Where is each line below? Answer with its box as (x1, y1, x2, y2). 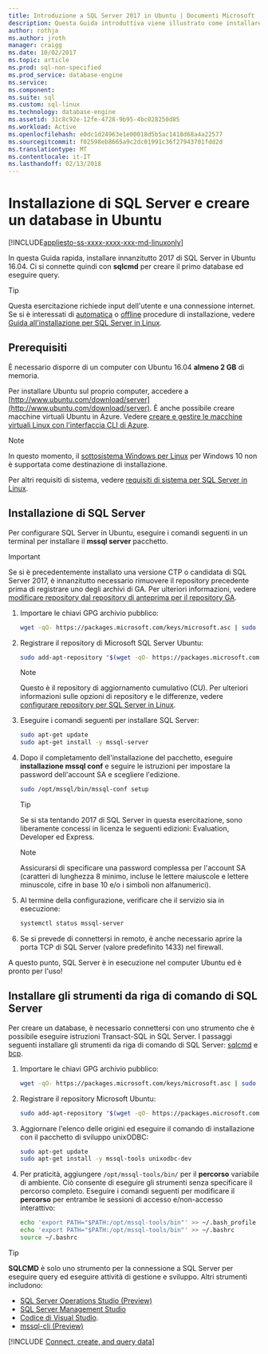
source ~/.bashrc (19, 1234, 78, 1241)
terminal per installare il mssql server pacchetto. (8, 536, 169, 546)
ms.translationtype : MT (8, 145, 88, 153)
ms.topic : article (8, 57, 69, 65)
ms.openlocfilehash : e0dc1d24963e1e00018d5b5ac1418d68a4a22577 (8, 130, 223, 138)
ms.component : (8, 85, 56, 94)
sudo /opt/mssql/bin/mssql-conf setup (19, 785, 149, 794)
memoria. (8, 370, 40, 380)
